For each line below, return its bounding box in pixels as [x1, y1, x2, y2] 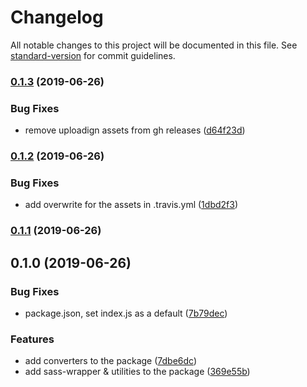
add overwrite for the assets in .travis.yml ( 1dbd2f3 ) [24, 199, 238, 211]
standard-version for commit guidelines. [10, 49, 176, 61]
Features [10, 332, 55, 346]
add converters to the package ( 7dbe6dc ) [24, 355, 198, 367]
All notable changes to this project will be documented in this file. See [10, 39, 298, 51]
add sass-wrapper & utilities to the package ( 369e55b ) [24, 366, 251, 378]
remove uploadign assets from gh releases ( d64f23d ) [24, 124, 246, 136]
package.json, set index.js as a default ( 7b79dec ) [24, 307, 228, 319]
